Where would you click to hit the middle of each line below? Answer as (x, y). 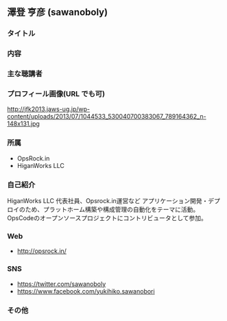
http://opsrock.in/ (42, 251)
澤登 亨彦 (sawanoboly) (58, 12)
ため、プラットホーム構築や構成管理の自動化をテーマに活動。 (112, 210)
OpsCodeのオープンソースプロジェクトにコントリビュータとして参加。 (107, 218)
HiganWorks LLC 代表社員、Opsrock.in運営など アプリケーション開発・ (108, 201)
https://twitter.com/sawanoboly (61, 284)
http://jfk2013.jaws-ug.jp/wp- (49, 109)
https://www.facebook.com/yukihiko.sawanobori (86, 291)
